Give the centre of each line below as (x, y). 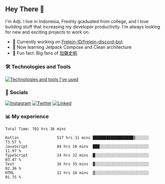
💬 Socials (17, 92)
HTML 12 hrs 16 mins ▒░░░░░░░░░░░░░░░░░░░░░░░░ (77, 173)
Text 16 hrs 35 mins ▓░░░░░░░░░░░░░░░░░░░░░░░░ (77, 164)
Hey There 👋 (25, 9)
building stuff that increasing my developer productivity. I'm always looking (83, 27)
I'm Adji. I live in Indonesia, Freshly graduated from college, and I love (77, 21)
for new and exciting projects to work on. (48, 32)
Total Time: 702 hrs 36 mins (36, 129)
